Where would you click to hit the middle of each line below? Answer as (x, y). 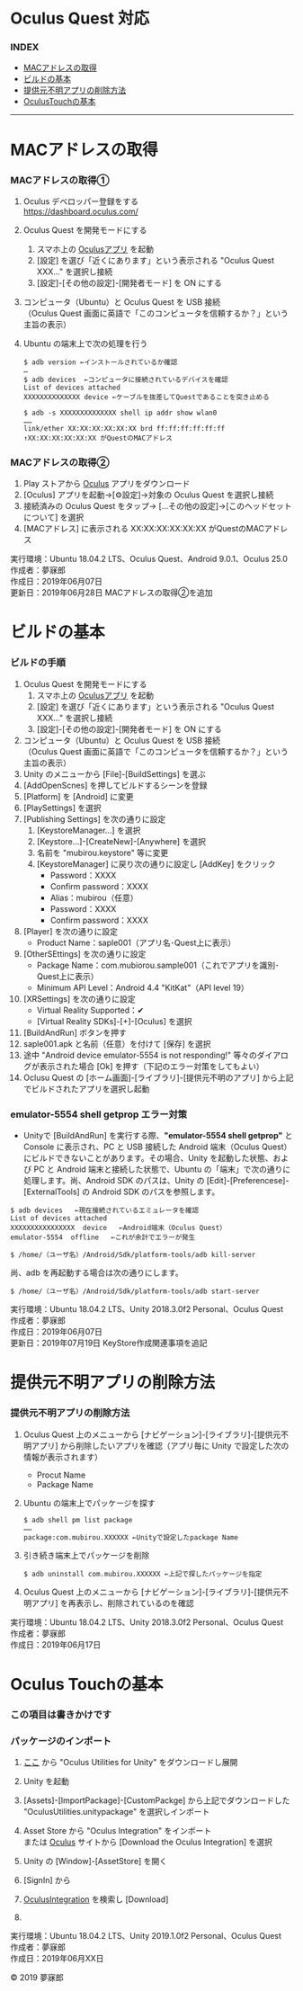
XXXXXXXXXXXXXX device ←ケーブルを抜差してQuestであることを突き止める (146, 397)
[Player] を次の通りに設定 (70, 931)
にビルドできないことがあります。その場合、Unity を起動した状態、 (148, 1158)
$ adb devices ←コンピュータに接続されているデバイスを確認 (125, 379)
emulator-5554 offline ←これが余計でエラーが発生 (103, 1237)
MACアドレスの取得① (60, 180)
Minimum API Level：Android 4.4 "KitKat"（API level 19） (143, 987)
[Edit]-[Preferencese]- (248, 1181)
